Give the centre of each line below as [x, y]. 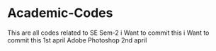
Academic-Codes [60, 13]
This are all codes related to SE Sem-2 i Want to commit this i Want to [108, 33]
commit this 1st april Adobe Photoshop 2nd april [77, 40]
